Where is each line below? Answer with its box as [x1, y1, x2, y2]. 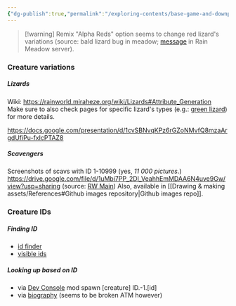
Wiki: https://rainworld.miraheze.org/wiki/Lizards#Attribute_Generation [7, 97, 212, 106]
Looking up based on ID [7, 265, 78, 274]
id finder [17, 242, 42, 250]
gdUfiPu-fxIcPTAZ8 [7, 133, 64, 141]
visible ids [17, 250, 47, 258]
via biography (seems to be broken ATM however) [17, 291, 163, 300]
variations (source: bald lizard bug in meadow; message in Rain [24, 37, 209, 46]
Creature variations [7, 62, 75, 72]
